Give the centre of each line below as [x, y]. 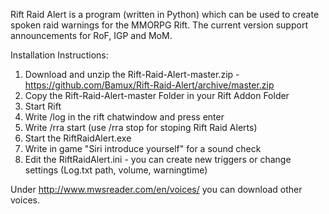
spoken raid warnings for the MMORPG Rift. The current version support [159, 25]
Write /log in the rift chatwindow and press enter [124, 117]
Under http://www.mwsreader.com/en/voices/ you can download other [156, 189]
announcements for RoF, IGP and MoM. [91, 35]
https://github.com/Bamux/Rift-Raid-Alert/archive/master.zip [149, 85]
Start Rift [43, 106]
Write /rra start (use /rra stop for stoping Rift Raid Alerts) [141, 127]
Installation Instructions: [59, 55]
